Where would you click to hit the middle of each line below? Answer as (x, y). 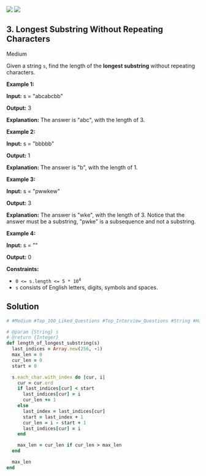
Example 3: (21, 179)
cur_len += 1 (39, 400)
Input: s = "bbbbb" (30, 144)
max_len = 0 (27, 355)
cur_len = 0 (27, 360)
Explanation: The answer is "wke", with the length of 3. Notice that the (96, 215)
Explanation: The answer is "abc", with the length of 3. (76, 120)
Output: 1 (18, 155)
